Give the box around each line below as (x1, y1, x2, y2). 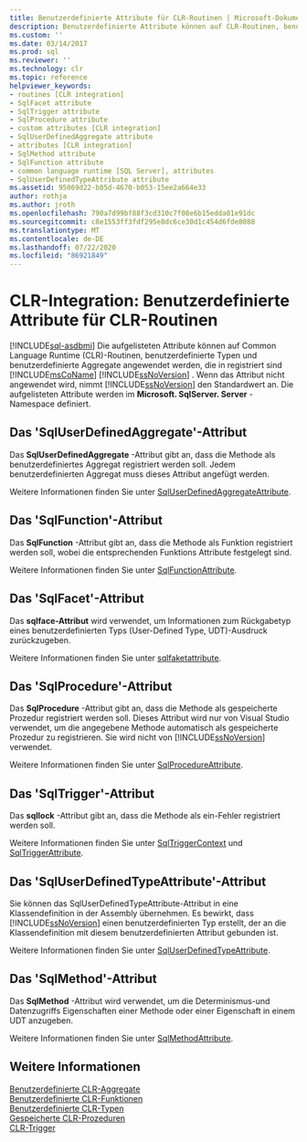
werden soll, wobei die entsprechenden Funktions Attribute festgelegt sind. (9, 546, 292, 557)
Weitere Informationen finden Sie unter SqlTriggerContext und (9, 838, 244, 849)
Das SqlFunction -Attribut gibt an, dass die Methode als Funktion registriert (9, 536, 293, 548)
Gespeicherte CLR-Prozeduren (9, 1112, 126, 1124)
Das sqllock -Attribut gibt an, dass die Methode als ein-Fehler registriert (9, 810, 281, 821)
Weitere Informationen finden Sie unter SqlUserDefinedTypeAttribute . (9, 945, 271, 956)
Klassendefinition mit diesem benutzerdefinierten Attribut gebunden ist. (9, 926, 279, 937)
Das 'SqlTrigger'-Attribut (9, 786, 155, 801)
